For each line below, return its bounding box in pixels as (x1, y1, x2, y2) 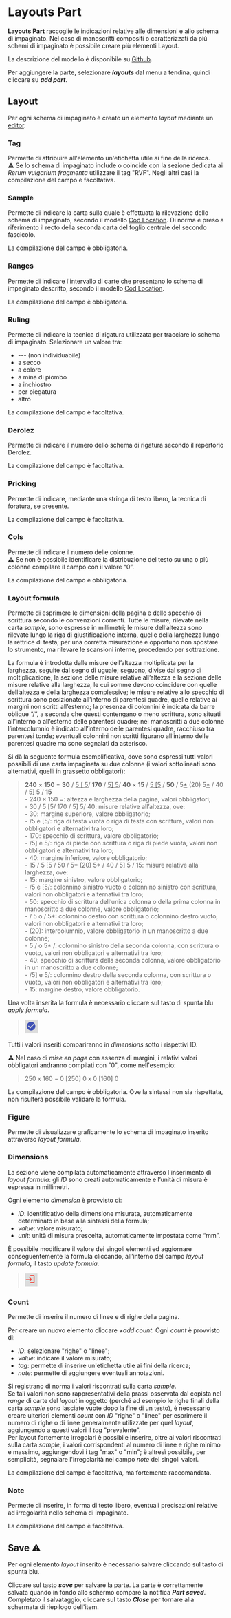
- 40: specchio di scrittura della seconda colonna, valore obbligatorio (24, 956, 221, 965)
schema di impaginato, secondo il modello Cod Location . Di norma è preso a (8, 216, 224, 224)
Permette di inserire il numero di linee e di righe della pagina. (8, 1313, 180, 1321)
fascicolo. (8, 231, 36, 239)
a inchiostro (17, 380, 52, 388)
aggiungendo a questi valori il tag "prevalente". (8, 1426, 141, 1434)
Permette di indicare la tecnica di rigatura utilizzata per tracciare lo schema (8, 330, 221, 338)
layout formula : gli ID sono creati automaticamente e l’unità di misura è (8, 1175, 208, 1184)
